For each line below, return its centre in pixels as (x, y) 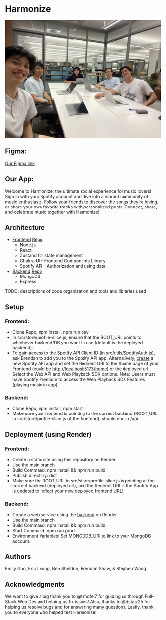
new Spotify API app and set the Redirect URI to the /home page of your (85, 364)
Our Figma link (20, 163)
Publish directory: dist (35, 476)
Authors (18, 557)
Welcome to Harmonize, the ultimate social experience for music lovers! (78, 191)
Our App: (19, 179)
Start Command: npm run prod (43, 531)
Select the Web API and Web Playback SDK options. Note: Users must (83, 374)
